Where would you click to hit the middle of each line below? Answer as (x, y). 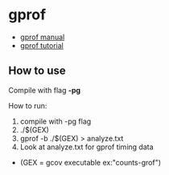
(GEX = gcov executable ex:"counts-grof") (91, 162)
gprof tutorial (42, 45)
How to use (37, 71)
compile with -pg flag (56, 121)
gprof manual (42, 37)
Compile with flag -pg (45, 90)
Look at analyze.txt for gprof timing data (87, 147)
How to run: (28, 105)
